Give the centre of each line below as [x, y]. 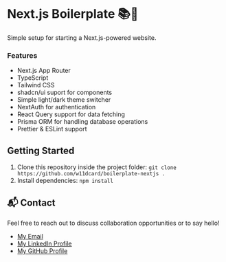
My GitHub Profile [42, 251]
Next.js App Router [44, 71]
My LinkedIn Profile [44, 243]
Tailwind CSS [36, 85]
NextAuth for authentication [56, 107]
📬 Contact [31, 203]
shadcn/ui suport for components [64, 92]
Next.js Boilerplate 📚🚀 [73, 14]
